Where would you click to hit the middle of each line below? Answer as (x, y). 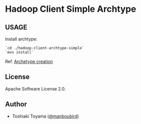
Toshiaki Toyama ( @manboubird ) (46, 116)
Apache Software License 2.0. (35, 89)
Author (16, 104)
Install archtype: (21, 39)
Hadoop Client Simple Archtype (70, 9)
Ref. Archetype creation (29, 62)
